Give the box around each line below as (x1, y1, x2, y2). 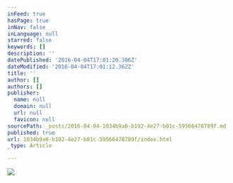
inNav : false (7, 23, 46, 30)
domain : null (13, 103, 52, 110)
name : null (13, 96, 46, 104)
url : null (13, 109, 42, 116)
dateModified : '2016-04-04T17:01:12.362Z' (7, 63, 135, 70)
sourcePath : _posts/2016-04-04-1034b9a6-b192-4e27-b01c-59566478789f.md (7, 122, 227, 130)
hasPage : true (7, 17, 50, 24)
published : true (7, 129, 55, 136)
